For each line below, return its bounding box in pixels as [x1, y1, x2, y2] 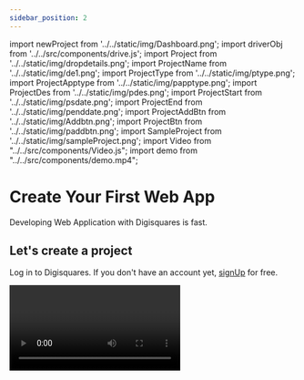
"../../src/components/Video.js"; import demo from [9, 145, 198, 156]
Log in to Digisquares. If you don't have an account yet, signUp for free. [9, 267, 279, 278]
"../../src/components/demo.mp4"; [9, 154, 138, 165]
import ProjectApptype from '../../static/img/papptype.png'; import [9, 77, 258, 87]
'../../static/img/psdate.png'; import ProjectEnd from [9, 97, 203, 108]
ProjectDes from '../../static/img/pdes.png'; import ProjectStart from [9, 87, 262, 98]
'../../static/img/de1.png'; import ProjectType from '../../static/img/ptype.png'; [9, 67, 296, 78]
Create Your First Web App [9, 186, 216, 207]
